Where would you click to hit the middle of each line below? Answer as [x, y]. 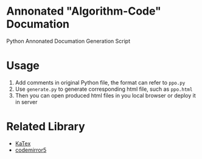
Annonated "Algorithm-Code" [84, 11]
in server [26, 102]
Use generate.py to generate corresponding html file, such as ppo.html [104, 89]
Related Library [46, 127]
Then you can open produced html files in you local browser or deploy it [105, 95]
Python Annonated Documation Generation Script [68, 41]
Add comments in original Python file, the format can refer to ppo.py [100, 82]
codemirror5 [31, 150]
